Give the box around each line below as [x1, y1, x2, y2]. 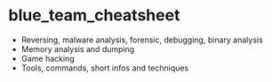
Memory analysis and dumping [20, 43, 135, 54]
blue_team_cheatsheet [8, 5, 180, 26]
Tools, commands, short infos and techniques [20, 63, 189, 73]
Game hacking [20, 53, 75, 63]
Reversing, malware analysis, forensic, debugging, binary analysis [20, 34, 263, 45]
